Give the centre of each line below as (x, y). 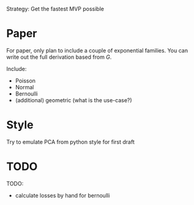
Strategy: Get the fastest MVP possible (55, 9)
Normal (24, 87)
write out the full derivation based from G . (59, 57)
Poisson (25, 80)
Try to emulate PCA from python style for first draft (70, 142)
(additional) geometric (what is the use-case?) (74, 100)
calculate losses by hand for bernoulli (62, 195)
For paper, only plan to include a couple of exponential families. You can (97, 50)
